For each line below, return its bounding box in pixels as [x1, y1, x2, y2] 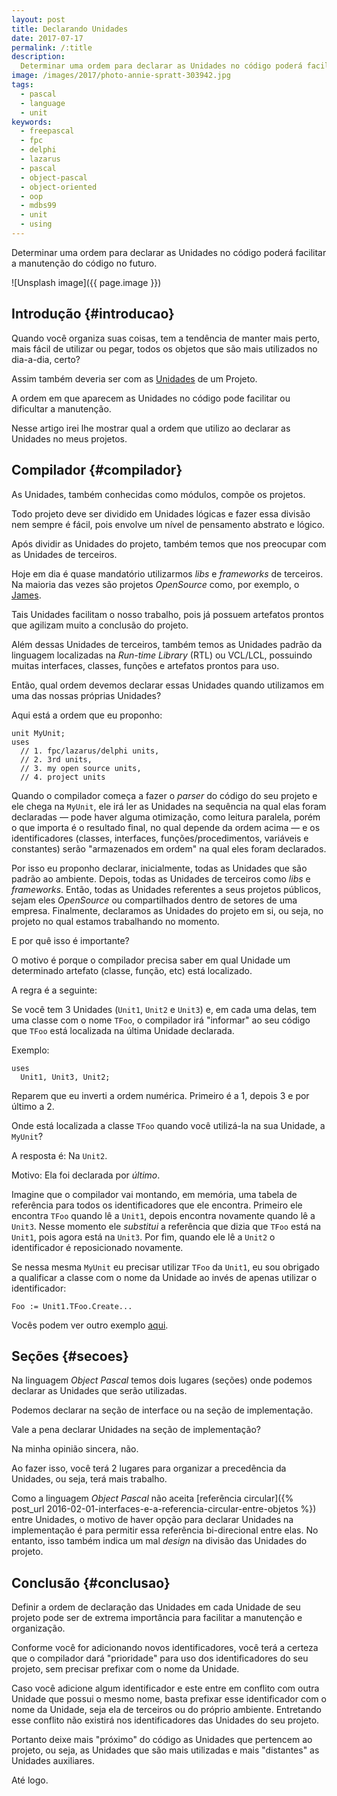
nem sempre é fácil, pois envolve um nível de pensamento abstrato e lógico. [11, 518, 326, 530]
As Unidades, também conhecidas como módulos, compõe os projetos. [11, 488, 306, 500]
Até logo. [11, 1774, 49, 1786]
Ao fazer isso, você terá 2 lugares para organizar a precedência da [11, 1462, 287, 1475]
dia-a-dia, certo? [11, 353, 81, 365]
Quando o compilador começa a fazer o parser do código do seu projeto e [11, 789, 318, 801]
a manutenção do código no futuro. [11, 257, 158, 269]
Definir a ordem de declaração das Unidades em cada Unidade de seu [11, 1601, 301, 1613]
